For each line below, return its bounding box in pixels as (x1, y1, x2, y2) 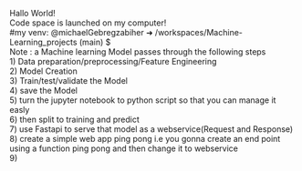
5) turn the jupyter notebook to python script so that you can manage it (9, 95, 276, 106)
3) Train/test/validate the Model (9, 75, 128, 85)
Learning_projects (9, 36, 78, 47)
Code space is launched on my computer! (9, 17, 167, 28)
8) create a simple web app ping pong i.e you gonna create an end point (9, 134, 281, 144)
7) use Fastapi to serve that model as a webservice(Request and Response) (9, 124, 294, 135)
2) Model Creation (9, 65, 78, 76)
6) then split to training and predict (9, 114, 140, 125)
